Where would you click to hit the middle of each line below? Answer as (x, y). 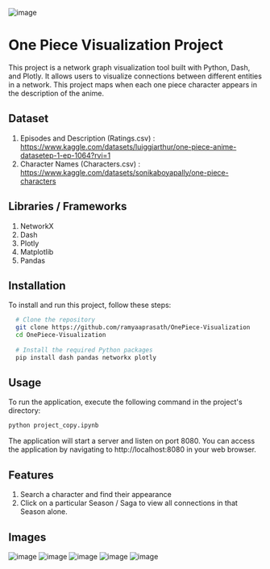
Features (31, 475)
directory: (25, 411)
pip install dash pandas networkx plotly (86, 357)
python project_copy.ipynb (54, 426)
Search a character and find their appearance (96, 495)
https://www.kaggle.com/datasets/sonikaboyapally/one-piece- (124, 172)
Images (27, 537)
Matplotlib (37, 251)
